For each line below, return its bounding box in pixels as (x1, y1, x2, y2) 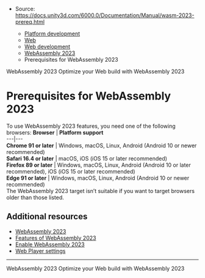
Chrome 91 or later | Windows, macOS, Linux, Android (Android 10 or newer (6, 142, 197, 149)
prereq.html (15, 18, 45, 25)
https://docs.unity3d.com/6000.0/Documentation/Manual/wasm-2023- (15, 12, 195, 19)
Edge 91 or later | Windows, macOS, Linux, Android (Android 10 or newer (6, 174, 190, 181)
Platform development (24, 30, 81, 37)
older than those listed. (6, 194, 64, 201)
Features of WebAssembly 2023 (15, 234, 96, 241)
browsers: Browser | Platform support (6, 128, 104, 136)
